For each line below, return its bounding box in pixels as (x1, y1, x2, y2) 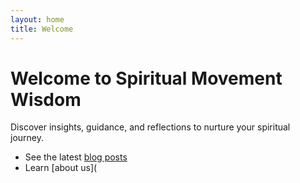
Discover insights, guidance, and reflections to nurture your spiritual (10, 121, 291, 133)
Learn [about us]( (24, 162, 98, 174)
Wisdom (10, 88, 82, 111)
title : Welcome (10, 24, 74, 34)
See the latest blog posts (24, 151, 128, 163)
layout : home (10, 14, 65, 25)
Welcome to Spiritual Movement (10, 67, 283, 90)
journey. (10, 132, 44, 144)
